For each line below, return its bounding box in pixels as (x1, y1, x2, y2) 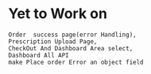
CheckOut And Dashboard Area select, (8, 44, 134, 52)
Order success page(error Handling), (8, 31, 137, 39)
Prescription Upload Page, (8, 37, 98, 46)
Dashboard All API (8, 51, 69, 59)
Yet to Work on (8, 5, 107, 23)
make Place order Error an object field (8, 58, 145, 66)
